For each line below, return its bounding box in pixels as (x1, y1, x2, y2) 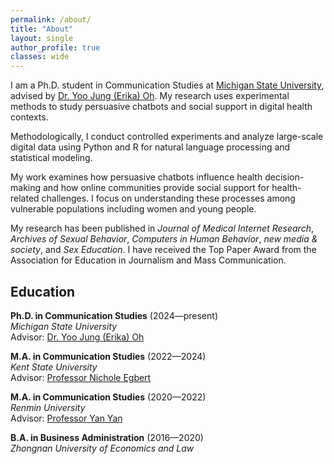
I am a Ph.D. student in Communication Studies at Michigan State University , (10, 79, 325, 91)
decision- (264, 171, 305, 183)
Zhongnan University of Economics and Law (10, 442, 195, 454)
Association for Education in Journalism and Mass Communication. (10, 254, 287, 266)
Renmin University (10, 401, 86, 413)
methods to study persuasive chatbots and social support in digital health (10, 101, 313, 113)
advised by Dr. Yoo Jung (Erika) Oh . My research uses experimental (10, 90, 290, 102)
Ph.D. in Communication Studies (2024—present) (10, 309, 218, 321)
